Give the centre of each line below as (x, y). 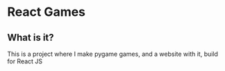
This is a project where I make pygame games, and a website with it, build (113, 54)
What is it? (31, 38)
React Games (46, 12)
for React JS (25, 61)
